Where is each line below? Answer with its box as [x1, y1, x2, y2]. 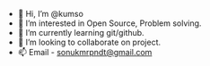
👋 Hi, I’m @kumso [17, 9, 83, 19]
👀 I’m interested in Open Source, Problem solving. [17, 18, 202, 29]
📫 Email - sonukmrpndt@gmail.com [17, 47, 153, 57]
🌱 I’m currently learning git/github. [17, 28, 145, 37]
